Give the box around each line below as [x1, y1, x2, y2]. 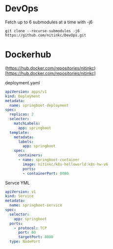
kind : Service [5, 194, 34, 199]
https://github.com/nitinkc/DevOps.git [5, 33, 87, 38]
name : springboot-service [9, 203, 63, 208]
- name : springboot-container [18, 157, 80, 162]
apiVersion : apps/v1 [5, 89, 47, 94]
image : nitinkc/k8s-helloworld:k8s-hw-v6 [23, 162, 109, 166]
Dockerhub [5, 49, 51, 60]
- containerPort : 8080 [23, 171, 69, 176]
